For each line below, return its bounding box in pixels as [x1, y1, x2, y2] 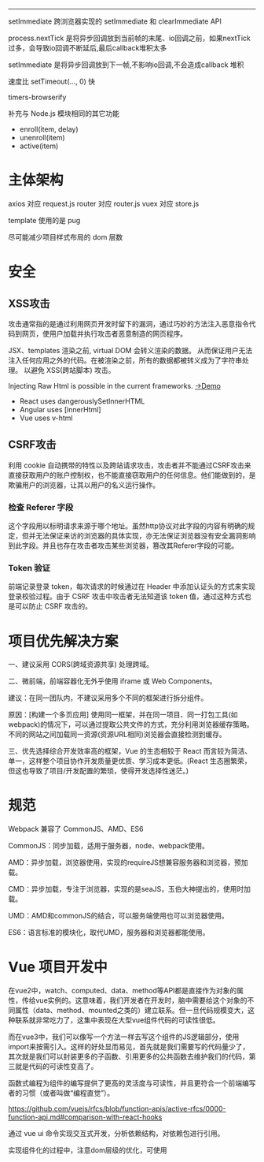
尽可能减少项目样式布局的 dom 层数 [8, 232, 123, 241]
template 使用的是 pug [8, 215, 81, 225]
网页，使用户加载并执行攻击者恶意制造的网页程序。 [21, 329, 187, 338]
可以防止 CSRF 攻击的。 [14, 601, 93, 611]
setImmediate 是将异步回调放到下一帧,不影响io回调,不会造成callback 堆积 [8, 60, 244, 69]
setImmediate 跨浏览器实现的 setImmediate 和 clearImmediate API [8, 17, 222, 26]
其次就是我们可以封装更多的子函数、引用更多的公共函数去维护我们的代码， [8, 1052, 249, 1061]
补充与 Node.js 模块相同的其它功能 [8, 109, 120, 118]
